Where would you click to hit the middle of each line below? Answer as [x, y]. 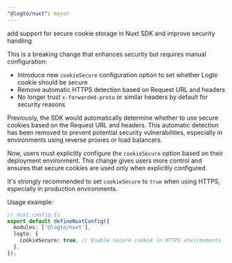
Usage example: [30, 202]
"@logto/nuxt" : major [38, 13]
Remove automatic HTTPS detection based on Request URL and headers [121, 89]
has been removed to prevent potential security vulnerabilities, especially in [115, 132]
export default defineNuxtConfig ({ [59, 221]
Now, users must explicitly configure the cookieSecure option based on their [115, 153]
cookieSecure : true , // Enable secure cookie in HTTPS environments [121, 241]
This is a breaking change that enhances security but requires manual [107, 54]
